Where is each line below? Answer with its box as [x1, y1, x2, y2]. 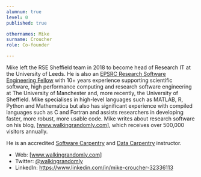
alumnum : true [6, 8, 42, 15]
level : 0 [6, 14, 28, 20]
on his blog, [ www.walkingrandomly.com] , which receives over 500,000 [6, 122, 185, 128]
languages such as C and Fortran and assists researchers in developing [6, 109, 184, 116]
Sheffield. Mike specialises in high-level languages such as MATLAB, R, [6, 96, 184, 103]
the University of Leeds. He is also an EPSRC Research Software [6, 70, 167, 77]
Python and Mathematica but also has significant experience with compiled [6, 102, 193, 109]
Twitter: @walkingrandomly [14, 158, 83, 164]
